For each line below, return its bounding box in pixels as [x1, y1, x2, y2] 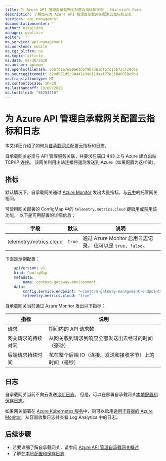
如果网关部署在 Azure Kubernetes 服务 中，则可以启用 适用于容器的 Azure [5, 408, 153, 414]
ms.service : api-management [5, 40, 63, 45]
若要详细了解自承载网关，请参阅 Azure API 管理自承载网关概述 [12, 444, 139, 450]
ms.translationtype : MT [5, 76, 54, 81]
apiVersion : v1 [14, 266, 45, 271]
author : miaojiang [5, 26, 43, 31]
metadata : [14, 275, 35, 280]
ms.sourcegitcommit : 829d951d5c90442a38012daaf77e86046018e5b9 [5, 72, 138, 77]
